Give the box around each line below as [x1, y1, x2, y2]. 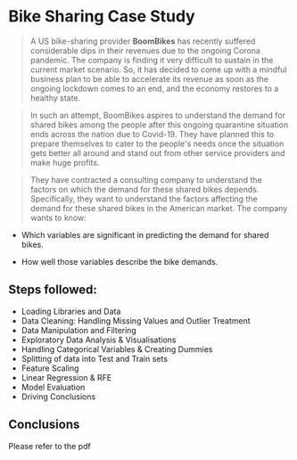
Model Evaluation [21, 382, 86, 392]
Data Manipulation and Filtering [21, 324, 137, 335]
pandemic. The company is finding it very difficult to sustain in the [29, 54, 274, 65]
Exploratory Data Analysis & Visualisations [21, 334, 177, 345]
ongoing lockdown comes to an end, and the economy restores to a [29, 83, 279, 94]
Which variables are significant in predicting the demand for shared [21, 229, 269, 240]
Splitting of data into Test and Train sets [21, 353, 169, 364]
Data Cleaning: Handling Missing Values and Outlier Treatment [21, 315, 251, 326]
